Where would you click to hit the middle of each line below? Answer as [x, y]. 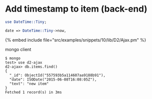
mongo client [18, 49]
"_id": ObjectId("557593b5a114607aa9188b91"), [57, 75]
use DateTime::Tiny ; [26, 22]
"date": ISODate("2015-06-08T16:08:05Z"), [53, 79]
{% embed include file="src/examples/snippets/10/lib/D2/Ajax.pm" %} [76, 40]
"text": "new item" [29, 83]
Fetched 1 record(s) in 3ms [34, 92]
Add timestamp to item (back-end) [76, 9]
